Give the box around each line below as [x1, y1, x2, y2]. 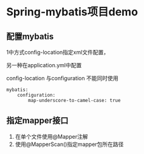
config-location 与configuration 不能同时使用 [6, 75, 118, 82]
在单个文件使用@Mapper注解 [15, 133, 88, 140]
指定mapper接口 [6, 116, 69, 126]
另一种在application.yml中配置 [6, 62, 82, 68]
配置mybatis [6, 31, 54, 42]
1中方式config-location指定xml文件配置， [6, 49, 109, 56]
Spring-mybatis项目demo [6, 5, 139, 19]
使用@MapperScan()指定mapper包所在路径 [15, 141, 124, 148]
